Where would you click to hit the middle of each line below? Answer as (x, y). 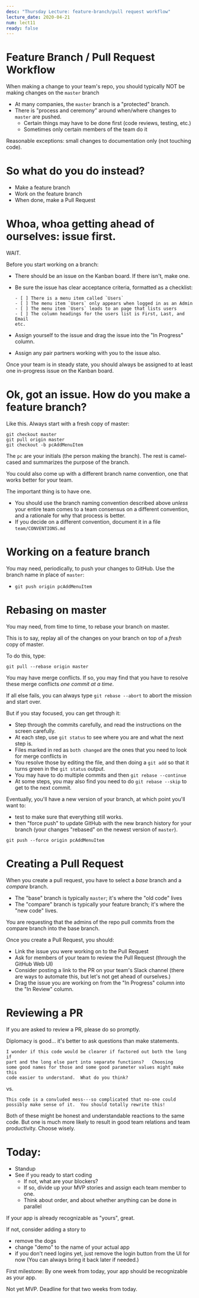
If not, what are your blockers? (61, 1181)
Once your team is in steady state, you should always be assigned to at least (99, 364)
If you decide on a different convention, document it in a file (88, 522)
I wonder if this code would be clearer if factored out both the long (96, 1052)
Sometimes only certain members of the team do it (85, 129)
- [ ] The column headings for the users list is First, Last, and (99, 314)
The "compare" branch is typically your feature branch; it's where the (99, 904)
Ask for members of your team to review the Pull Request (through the (100, 957)
